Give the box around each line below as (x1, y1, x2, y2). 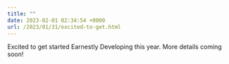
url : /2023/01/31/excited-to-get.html (7, 23, 121, 30)
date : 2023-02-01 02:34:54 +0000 (7, 17, 106, 24)
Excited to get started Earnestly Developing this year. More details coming (7, 43, 222, 51)
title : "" (7, 10, 37, 18)
